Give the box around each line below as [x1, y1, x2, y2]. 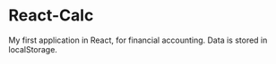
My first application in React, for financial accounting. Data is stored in [8, 35, 268, 45]
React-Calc [8, 5, 94, 26]
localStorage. [8, 44, 57, 54]
